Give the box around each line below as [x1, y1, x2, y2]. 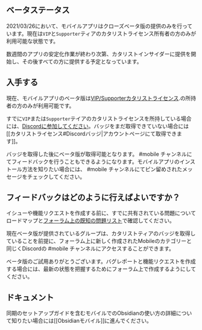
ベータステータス [6, 5, 70, 16]
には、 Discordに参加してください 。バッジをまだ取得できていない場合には [6, 122, 189, 129]
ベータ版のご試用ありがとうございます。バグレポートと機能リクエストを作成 [6, 258, 196, 265]
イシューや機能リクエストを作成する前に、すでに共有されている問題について [6, 210, 196, 217]
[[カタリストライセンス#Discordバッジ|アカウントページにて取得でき [6, 130, 177, 137]
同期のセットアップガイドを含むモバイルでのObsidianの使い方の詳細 [6, 309, 177, 317]
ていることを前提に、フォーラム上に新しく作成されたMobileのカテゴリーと [6, 238, 192, 245]
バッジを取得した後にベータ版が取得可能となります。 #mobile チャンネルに [6, 150, 192, 158]
